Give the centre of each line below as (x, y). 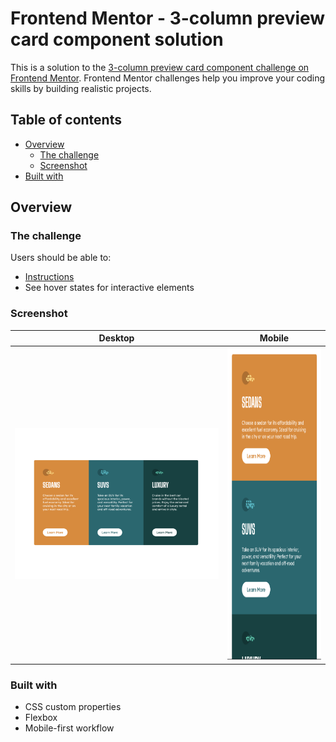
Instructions (49, 277)
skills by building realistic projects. (81, 88)
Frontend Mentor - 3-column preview (168, 18)
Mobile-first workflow (69, 728)
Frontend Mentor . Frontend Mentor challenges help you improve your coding (168, 78)
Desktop (116, 338)
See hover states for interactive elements (109, 288)
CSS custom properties (73, 707)
